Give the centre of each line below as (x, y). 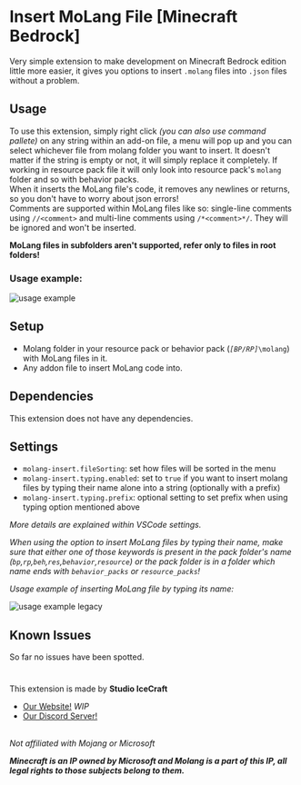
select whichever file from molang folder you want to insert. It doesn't (140, 150)
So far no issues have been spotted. (77, 657)
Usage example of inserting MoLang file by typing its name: (122, 589)
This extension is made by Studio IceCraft (89, 689)
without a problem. (45, 80)
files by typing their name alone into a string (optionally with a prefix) (151, 488)
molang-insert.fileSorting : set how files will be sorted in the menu (149, 469)
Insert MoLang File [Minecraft (124, 17)
